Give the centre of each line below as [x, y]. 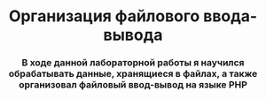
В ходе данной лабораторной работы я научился [133, 63]
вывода [133, 35]
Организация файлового [104, 16]
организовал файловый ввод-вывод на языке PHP [133, 85]
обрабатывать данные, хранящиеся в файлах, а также [133, 74]
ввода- [230, 16]
